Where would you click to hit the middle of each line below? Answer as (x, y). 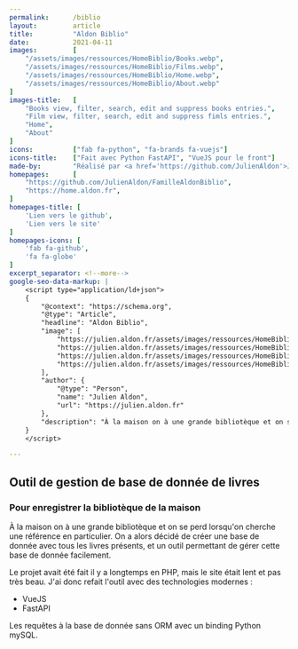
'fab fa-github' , (57, 249)
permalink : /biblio (55, 17)
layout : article (55, 26)
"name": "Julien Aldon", (102, 397)
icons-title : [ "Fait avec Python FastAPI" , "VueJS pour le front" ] (142, 158)
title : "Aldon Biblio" (69, 34)
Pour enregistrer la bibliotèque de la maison (105, 507)
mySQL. (24, 635)
